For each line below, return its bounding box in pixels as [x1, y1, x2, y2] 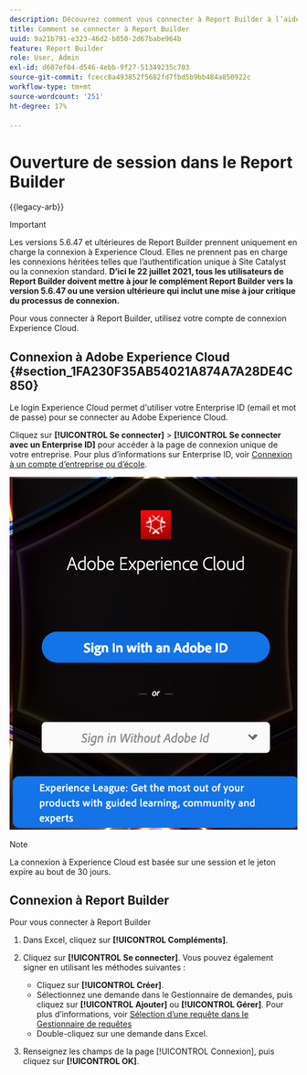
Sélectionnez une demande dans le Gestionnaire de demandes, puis [36, 989, 293, 1001]
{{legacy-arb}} [9, 201, 65, 212]
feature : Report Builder [9, 44, 104, 53]
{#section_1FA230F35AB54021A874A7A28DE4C [9, 363, 293, 379]
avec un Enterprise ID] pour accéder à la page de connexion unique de [9, 439, 279, 450]
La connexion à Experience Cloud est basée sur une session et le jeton [9, 856, 276, 867]
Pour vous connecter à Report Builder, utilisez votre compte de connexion [9, 313, 287, 324]
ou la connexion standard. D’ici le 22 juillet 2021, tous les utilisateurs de [9, 266, 284, 277]
